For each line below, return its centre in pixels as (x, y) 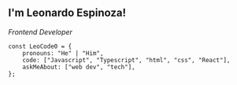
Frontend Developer (41, 31)
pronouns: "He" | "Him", (63, 53)
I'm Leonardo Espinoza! (67, 13)
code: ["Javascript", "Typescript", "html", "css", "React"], (126, 60)
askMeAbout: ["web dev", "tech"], (79, 67)
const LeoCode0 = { (40, 46)
